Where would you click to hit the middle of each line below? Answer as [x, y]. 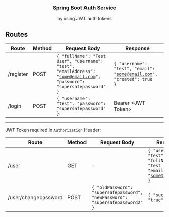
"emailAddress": [76, 71]
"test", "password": [81, 104]
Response [138, 48]
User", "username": [80, 61]
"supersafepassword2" [117, 203]
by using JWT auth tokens [84, 19]
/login [15, 106]
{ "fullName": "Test [81, 56]
